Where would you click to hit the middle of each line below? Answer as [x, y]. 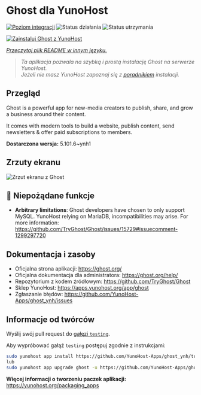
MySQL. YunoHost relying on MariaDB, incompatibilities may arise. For [101, 217]
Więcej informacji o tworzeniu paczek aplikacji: [66, 379]
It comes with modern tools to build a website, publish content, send [90, 126]
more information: [37, 223]
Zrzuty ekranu [33, 162]
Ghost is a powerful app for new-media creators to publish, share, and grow [100, 108]
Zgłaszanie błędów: [39, 294]
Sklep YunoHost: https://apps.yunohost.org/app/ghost [82, 288]
